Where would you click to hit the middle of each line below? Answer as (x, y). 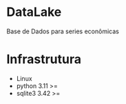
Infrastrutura (44, 59)
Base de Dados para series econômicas (63, 31)
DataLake (34, 12)
